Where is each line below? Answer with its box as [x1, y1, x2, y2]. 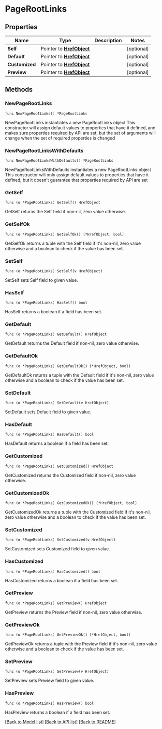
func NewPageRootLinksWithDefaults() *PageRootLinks [5, 158, 114, 163]
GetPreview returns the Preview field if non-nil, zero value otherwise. [5, 609, 143, 615]
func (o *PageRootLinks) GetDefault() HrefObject [5, 332, 107, 337]
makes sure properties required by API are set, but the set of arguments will [5, 130, 156, 136]
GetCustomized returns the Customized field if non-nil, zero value [5, 472, 136, 478]
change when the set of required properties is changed [5, 135, 115, 141]
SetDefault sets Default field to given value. [5, 409, 91, 415]
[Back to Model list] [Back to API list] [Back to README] [5, 719, 116, 725]
